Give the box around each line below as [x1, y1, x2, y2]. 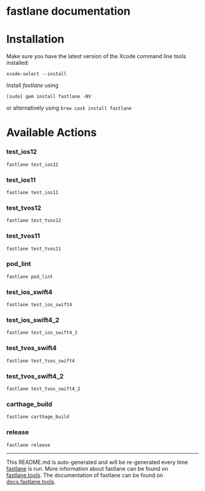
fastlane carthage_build [6, 414, 70, 420]
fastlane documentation [6, 4, 131, 18]
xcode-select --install [6, 71, 67, 77]
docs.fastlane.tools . [6, 478, 56, 485]
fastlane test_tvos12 [6, 217, 62, 224]
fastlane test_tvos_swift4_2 [6, 386, 81, 392]
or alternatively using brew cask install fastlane [6, 104, 132, 111]
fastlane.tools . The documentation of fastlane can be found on [6, 471, 164, 479]
